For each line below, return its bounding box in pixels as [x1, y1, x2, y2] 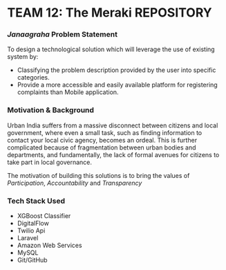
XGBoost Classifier [17, 212, 71, 220]
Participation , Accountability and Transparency [7, 179, 142, 187]
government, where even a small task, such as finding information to [7, 128, 203, 136]
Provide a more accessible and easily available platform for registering [17, 81, 218, 89]
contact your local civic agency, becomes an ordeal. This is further [7, 136, 198, 144]
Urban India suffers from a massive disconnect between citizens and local [7, 121, 218, 129]
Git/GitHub [17, 256, 48, 264]
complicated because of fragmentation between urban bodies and [7, 143, 196, 152]
